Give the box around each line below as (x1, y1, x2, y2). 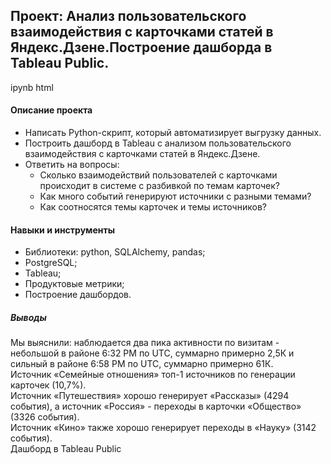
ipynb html (10, 81, 54, 93)
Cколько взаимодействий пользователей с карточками (39, 169, 278, 181)
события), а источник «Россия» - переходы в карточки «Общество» (10, 400, 302, 413)
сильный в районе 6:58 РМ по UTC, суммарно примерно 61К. (10, 358, 274, 370)
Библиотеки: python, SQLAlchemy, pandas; (24, 246, 206, 258)
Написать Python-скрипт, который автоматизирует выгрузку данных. (24, 127, 322, 139)
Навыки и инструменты (10, 224, 115, 236)
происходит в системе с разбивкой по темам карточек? (39, 180, 280, 192)
